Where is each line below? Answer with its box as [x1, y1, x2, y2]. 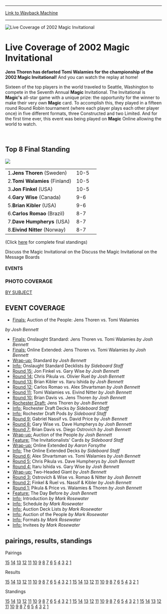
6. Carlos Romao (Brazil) [7, 210, 65, 217]
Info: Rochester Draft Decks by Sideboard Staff [12, 405, 109, 411]
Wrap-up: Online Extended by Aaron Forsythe [12, 443, 106, 449]
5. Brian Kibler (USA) [7, 202, 57, 209]
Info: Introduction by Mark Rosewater [12, 496, 89, 502]
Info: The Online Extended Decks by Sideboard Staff [12, 448, 120, 454]
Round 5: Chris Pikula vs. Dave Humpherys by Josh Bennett [12, 458, 135, 465]
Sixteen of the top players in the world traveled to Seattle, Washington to [5, 83, 154, 90]
